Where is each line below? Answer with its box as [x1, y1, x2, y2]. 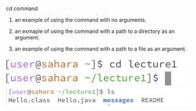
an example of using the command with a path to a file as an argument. [14, 45, 187, 52]
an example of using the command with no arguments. [14, 16, 147, 23]
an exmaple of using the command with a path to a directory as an [14, 28, 175, 35]
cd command [6, 5, 38, 12]
